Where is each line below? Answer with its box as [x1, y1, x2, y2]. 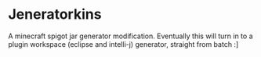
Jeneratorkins [8, 5, 102, 23]
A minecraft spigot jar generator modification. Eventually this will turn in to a [8, 31, 253, 41]
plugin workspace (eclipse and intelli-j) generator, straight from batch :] [8, 39, 239, 48]
